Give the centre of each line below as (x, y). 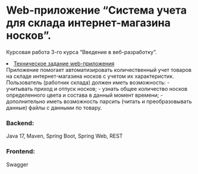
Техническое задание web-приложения (64, 64)
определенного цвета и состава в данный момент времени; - (85, 95)
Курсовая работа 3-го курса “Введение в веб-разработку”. (82, 52)
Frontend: (21, 151)
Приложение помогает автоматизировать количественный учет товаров (99, 69)
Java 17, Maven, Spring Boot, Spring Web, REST (65, 136)
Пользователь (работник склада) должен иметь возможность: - (88, 82)
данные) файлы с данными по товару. (54, 107)
